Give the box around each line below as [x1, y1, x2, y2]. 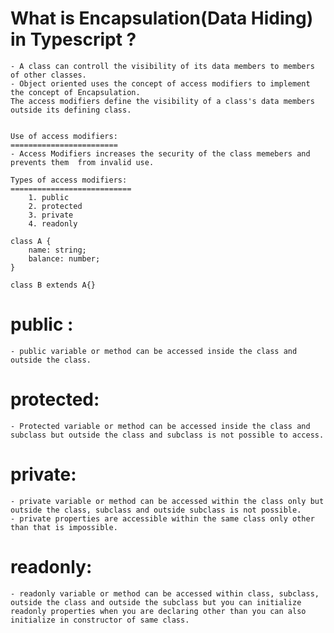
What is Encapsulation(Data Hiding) [10, 7, 314, 30]
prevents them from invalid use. [10, 157, 155, 167]
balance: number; [28, 253, 101, 264]
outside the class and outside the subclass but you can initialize [10, 597, 302, 607]
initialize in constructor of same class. [10, 615, 190, 625]
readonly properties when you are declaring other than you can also [10, 606, 307, 616]
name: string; [28, 245, 87, 255]
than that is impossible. [10, 522, 118, 532]
